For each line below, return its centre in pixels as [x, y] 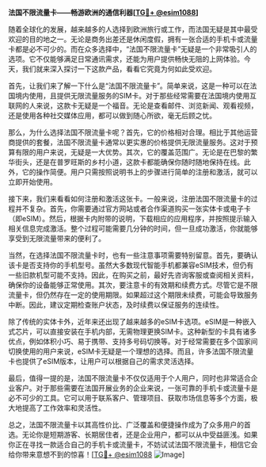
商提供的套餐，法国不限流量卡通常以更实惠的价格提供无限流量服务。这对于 [129, 142]
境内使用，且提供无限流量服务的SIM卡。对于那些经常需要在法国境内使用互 [136, 96]
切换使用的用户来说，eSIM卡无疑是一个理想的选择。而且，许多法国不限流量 [131, 351]
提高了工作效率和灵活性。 [63, 408]
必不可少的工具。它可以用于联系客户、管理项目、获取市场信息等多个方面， [129, 398]
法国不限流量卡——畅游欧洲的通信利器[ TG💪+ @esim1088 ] [104, 12]
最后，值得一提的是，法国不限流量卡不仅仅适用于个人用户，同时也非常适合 [129, 378]
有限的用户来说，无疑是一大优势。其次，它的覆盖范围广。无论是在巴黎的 [133, 152]
